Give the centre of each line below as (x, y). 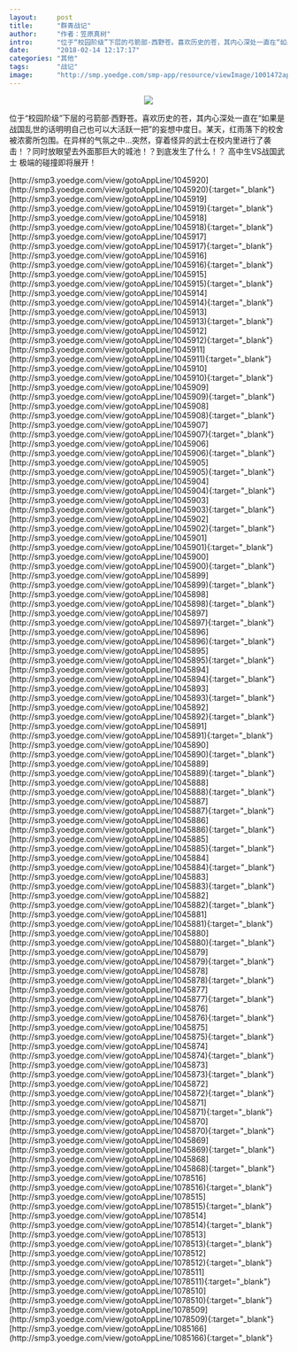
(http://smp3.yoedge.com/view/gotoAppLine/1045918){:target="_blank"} (141, 227)
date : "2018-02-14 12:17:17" (75, 51)
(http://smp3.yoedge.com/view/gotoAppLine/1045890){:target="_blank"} (142, 754)
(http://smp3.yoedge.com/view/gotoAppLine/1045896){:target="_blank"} (142, 641)
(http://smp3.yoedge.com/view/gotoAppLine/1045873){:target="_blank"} (142, 1074)
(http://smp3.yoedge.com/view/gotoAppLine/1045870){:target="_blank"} (142, 1131)
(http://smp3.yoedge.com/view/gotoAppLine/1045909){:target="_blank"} (142, 396)
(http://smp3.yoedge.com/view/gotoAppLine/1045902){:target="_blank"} (142, 528)
